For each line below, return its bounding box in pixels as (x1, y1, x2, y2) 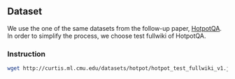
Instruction (7, 49, 46, 59)
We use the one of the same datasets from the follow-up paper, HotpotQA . (7, 24, 222, 32)
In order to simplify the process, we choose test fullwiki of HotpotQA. (7, 31, 206, 40)
